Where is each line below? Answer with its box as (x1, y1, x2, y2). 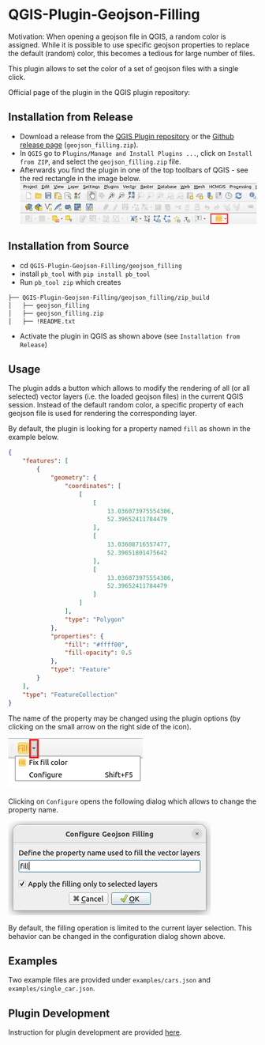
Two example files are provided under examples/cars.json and (8, 975, 211, 985)
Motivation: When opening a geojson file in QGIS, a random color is (8, 32, 226, 41)
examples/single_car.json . (8, 983, 95, 994)
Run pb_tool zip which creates (19, 277, 121, 286)
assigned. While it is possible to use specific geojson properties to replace (8, 40, 250, 49)
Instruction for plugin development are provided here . (8, 1028, 182, 1037)
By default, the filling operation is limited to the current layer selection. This (8, 923, 252, 933)
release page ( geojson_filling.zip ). (19, 140, 139, 150)
